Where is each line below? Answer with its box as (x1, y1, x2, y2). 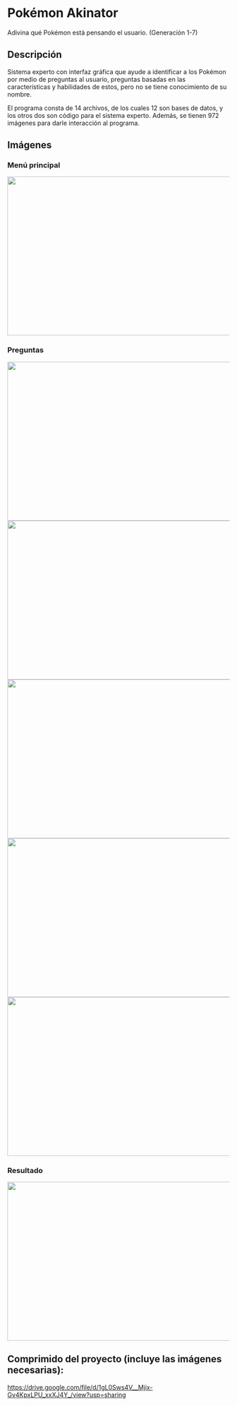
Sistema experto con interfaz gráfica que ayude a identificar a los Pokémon (7, 67, 226, 76)
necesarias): (7, 1364, 64, 1376)
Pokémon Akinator (7, 5, 119, 21)
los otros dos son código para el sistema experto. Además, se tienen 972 (7, 111, 219, 119)
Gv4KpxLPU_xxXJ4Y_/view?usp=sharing (7, 1390, 126, 1399)
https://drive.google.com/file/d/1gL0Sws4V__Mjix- (7, 1383, 153, 1391)
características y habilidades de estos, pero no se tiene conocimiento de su (7, 83, 227, 91)
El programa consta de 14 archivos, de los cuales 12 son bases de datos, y (7, 104, 224, 112)
